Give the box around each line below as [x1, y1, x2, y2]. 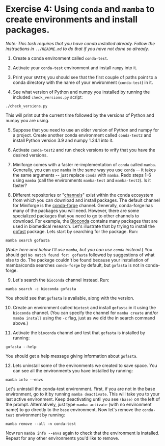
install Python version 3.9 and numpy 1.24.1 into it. [12, 137, 113, 143]
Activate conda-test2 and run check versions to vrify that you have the [12, 147, 156, 153]
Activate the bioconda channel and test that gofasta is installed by [12, 330, 145, 336]
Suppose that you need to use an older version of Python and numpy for [12, 127, 159, 133]
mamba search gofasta [5, 238, 50, 243]
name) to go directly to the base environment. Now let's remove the [5, 406, 141, 413]
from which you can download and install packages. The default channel [12, 197, 160, 203]
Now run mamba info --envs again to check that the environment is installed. [5, 430, 160, 436]
